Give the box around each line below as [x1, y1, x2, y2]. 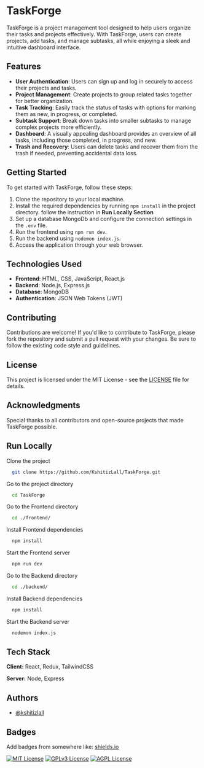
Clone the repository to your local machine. [15, 195, 125, 203]
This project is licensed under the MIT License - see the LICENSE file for [6, 376, 189, 383]
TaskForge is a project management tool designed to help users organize [6, 24, 191, 31]
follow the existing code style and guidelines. [6, 342, 121, 349]
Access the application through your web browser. [15, 241, 143, 249]
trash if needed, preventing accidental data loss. [15, 149, 138, 157]
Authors [6, 692, 39, 703]
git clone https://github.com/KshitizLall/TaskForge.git [12, 469, 161, 475]
